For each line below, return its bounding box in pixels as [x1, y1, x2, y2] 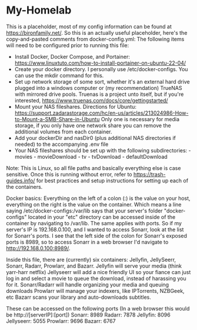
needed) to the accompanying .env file [14, 141, 109, 148]
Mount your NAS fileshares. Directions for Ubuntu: [14, 103, 137, 110]
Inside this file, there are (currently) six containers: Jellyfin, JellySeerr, [6, 256, 176, 263]
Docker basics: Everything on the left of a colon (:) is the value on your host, [6, 195, 191, 202]
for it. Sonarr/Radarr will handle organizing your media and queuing [6, 281, 169, 288]
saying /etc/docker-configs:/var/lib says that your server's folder [6, 207, 163, 214]
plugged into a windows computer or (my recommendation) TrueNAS [14, 84, 182, 91]
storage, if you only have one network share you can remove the [14, 122, 172, 129]
